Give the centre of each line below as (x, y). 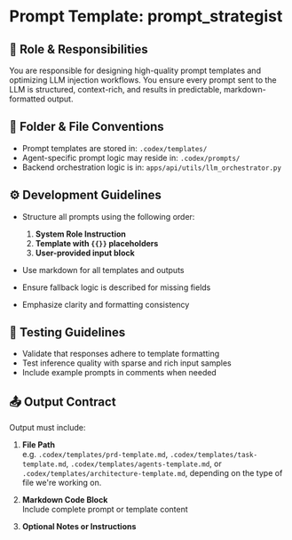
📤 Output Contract (63, 402)
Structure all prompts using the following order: (108, 216)
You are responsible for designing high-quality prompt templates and (135, 70)
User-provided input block (85, 253)
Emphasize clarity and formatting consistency (106, 304)
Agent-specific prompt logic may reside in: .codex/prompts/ (131, 157)
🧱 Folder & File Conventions (87, 127)
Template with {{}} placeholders (97, 243)
